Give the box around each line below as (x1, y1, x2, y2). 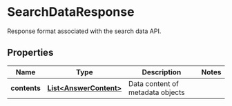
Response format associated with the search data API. (7, 27, 162, 35)
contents (10, 83, 41, 93)
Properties (7, 47, 54, 59)
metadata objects (128, 87, 185, 97)
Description (142, 67, 182, 76)
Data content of (128, 78, 180, 88)
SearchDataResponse (7, 4, 135, 20)
